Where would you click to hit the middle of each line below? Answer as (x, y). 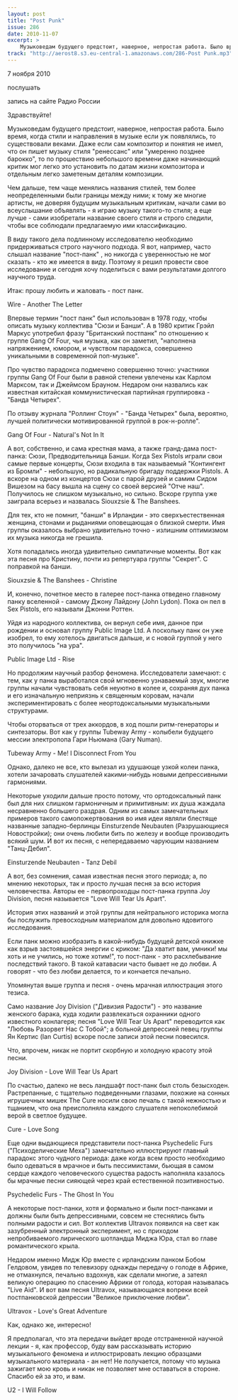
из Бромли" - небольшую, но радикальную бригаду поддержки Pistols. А (118, 471)
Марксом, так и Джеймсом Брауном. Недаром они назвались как (108, 385)
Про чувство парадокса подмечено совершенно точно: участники (108, 369)
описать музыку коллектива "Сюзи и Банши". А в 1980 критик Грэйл (111, 325)
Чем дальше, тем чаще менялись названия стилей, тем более (102, 187)
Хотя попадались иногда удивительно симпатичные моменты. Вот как (114, 551)
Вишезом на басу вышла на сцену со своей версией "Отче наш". (106, 486)
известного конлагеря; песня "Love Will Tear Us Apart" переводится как (116, 1021)
